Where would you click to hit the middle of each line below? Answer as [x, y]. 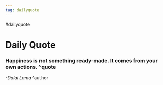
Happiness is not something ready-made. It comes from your [81, 60]
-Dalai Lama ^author [27, 78]
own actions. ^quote [31, 67]
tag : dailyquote [22, 10]
